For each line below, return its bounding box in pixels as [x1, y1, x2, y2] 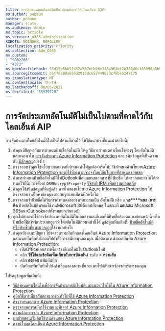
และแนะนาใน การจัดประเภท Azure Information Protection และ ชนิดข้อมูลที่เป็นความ [12, 153, 159, 159]
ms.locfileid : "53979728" [5, 89, 58, 94]
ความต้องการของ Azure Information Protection [12, 310, 99, 316]
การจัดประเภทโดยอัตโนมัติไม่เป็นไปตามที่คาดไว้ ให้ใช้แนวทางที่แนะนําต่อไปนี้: [5, 138, 129, 144]
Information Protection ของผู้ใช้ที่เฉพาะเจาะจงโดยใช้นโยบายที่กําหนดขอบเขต [12, 170, 143, 176]
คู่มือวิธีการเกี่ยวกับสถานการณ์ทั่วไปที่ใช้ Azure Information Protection [12, 293, 134, 299]
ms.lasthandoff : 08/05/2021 [5, 84, 63, 90]
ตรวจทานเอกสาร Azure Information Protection [12, 299, 99, 305]
